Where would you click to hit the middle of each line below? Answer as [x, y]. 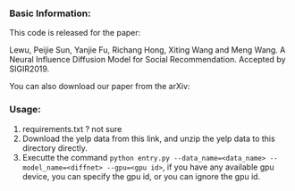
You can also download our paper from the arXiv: [100, 87]
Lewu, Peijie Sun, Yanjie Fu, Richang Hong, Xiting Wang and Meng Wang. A [147, 50]
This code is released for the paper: [75, 33]
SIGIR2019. [29, 69]
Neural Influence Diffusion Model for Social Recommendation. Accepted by [147, 60]
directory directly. [55, 148]
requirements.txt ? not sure [72, 129]
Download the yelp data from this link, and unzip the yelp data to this [148, 138]
